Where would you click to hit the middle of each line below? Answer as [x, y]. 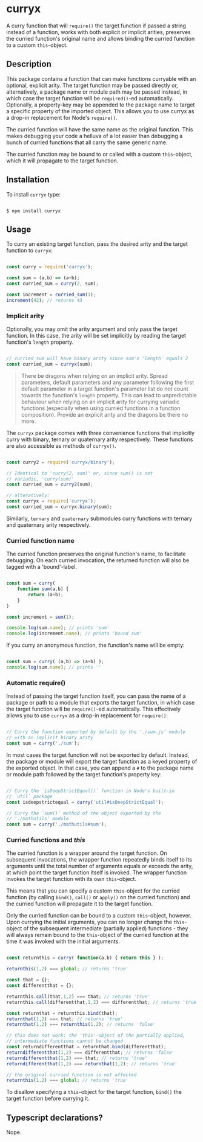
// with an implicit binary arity [50, 738]
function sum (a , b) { [43, 589]
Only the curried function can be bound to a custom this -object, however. [99, 916]
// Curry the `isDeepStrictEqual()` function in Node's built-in [90, 791]
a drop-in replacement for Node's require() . [62, 117]
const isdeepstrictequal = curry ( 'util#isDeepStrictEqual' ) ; [85, 802]
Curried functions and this [46, 840]
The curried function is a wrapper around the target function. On [87, 853]
